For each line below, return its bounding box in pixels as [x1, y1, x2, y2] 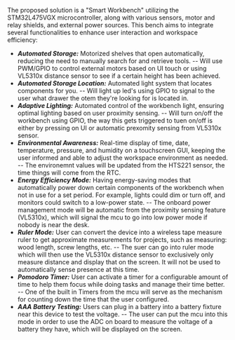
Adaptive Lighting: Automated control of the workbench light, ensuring [17, 102, 224, 109]
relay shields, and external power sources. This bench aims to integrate [7, 21, 214, 29]
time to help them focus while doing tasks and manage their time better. [17, 280, 225, 288]
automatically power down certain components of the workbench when [17, 184, 224, 191]
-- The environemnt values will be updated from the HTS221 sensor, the [17, 161, 225, 169]
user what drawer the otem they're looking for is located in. [17, 94, 189, 102]
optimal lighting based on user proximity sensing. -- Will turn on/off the [17, 109, 223, 117]
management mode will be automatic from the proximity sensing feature [17, 206, 226, 214]
